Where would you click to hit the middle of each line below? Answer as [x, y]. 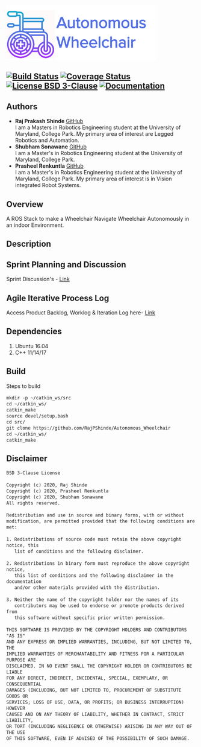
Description [29, 244]
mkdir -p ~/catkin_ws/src [39, 398]
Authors [22, 106]
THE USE [16, 733]
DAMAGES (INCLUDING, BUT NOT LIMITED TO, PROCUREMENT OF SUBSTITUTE [94, 690]
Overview [25, 204]
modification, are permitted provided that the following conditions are [101, 521]
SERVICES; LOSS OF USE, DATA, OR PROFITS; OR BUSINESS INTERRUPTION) [95, 702]
